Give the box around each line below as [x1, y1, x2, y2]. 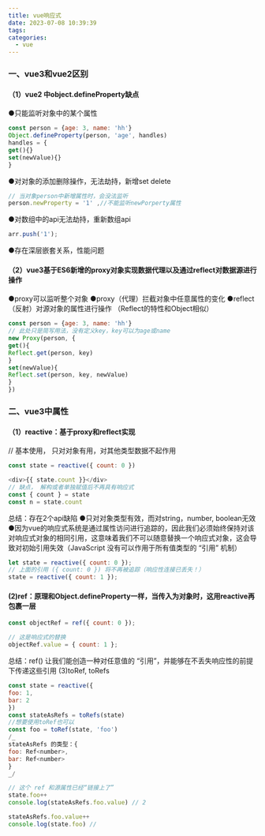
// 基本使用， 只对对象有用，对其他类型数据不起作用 [8, 446, 176, 455]
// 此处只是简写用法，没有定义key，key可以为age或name [8, 327, 171, 336]
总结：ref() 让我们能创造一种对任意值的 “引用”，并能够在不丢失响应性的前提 [8, 656, 254, 665]
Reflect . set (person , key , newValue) [8, 371, 129, 379]
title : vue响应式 [8, 11, 62, 20]
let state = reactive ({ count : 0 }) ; [8, 558, 132, 567]
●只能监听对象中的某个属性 [8, 108, 98, 118]
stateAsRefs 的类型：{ [8, 740, 78, 748]
